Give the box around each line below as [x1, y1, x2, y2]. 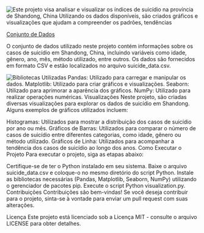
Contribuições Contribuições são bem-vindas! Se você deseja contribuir [6, 188, 188, 196]
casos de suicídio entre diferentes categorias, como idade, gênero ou [6, 131, 181, 138]
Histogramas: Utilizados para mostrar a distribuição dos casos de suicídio [6, 118, 192, 125]
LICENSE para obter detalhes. [6, 220, 81, 227]
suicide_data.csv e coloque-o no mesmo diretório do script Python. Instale [6, 169, 194, 176]
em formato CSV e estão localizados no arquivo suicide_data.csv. [6, 62, 171, 69]
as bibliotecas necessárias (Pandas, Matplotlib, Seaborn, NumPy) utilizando [6, 176, 197, 183]
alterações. [6, 202, 35, 209]
